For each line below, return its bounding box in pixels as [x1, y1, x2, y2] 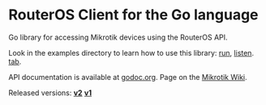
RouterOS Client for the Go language [8, 6, 259, 24]
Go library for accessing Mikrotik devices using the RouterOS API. [8, 32, 229, 42]
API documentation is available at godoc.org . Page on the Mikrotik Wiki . [8, 72, 247, 82]
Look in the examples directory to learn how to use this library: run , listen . [8, 48, 254, 57]
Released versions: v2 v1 [8, 87, 92, 98]
